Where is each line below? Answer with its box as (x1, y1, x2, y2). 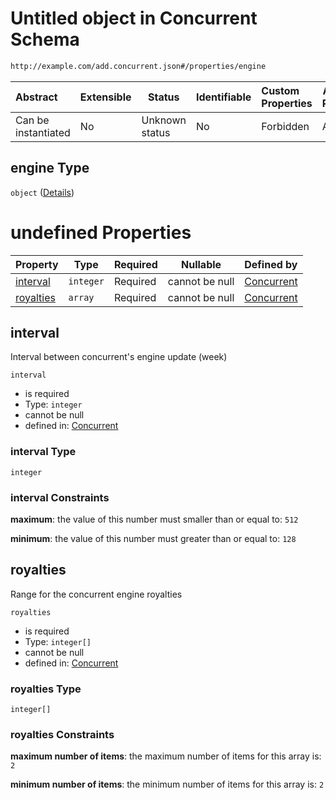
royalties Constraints (10, 728, 115, 741)
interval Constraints (10, 490, 110, 504)
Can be (15, 113, 50, 127)
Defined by (244, 257, 298, 271)
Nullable (181, 257, 222, 271)
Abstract (15, 90, 58, 104)
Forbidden (261, 119, 310, 133)
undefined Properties (10, 221, 192, 244)
